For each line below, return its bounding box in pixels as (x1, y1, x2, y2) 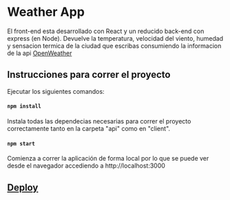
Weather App (7, 4, 85, 20)
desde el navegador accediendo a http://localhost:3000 (7, 161, 165, 170)
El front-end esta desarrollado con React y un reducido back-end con (7, 27, 205, 35)
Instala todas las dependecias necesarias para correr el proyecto (7, 117, 191, 125)
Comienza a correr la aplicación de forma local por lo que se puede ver (7, 154, 209, 163)
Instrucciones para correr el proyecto (7, 69, 171, 81)
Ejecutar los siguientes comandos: (7, 87, 105, 95)
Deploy (7, 181, 39, 193)
